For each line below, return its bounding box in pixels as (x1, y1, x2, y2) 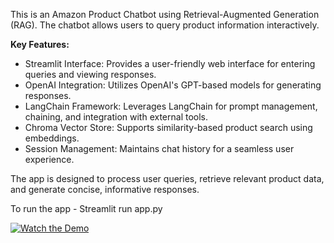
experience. (24, 154, 75, 165)
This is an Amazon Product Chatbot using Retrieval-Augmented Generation (10, 9, 320, 20)
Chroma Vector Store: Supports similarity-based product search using (24, 122, 313, 133)
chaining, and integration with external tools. (24, 111, 209, 123)
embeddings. (24, 132, 80, 144)
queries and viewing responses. (24, 69, 157, 80)
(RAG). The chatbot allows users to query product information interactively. (10, 19, 320, 31)
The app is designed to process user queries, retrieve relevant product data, (10, 173, 325, 184)
